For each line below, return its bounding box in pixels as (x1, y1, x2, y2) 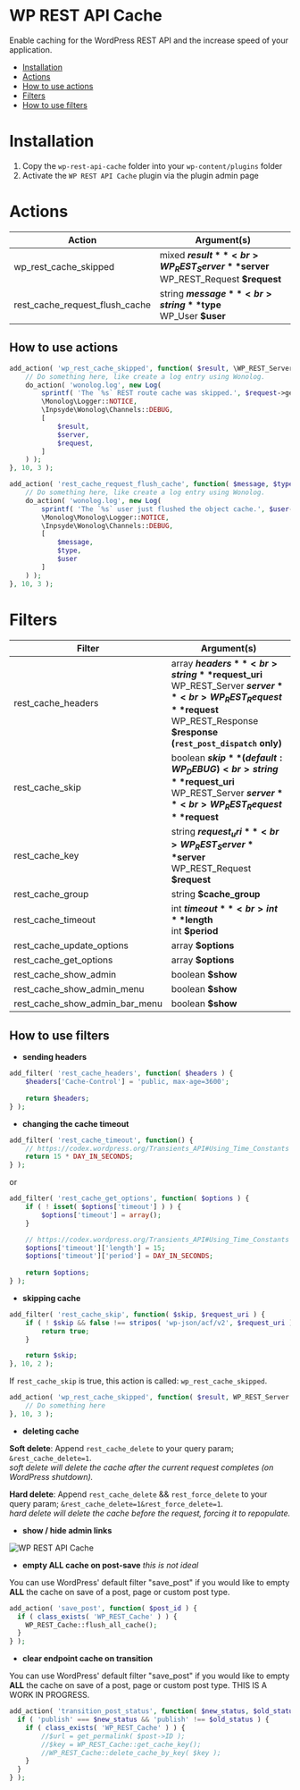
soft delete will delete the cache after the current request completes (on (9, 1462, 274, 1473)
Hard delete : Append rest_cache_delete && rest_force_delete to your (9, 1489, 268, 1500)
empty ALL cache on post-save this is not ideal (21, 1559, 199, 1570)
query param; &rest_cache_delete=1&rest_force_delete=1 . (9, 1498, 223, 1508)
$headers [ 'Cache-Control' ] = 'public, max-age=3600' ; (25, 1078, 229, 1087)
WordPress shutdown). (9, 1471, 94, 1482)
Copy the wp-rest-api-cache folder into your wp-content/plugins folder (21, 160, 283, 171)
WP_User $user (159, 310, 226, 322)
